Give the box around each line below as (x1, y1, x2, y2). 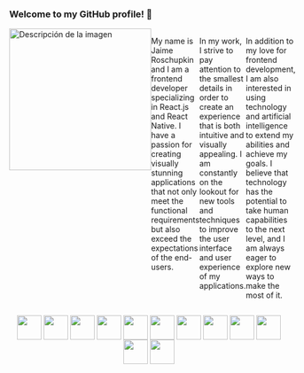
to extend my (246, 130, 294, 141)
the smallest (199, 74, 244, 84)
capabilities (246, 214, 288, 225)
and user (199, 253, 232, 263)
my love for (246, 45, 287, 56)
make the (246, 281, 280, 291)
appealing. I (199, 149, 242, 159)
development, (246, 64, 296, 74)
